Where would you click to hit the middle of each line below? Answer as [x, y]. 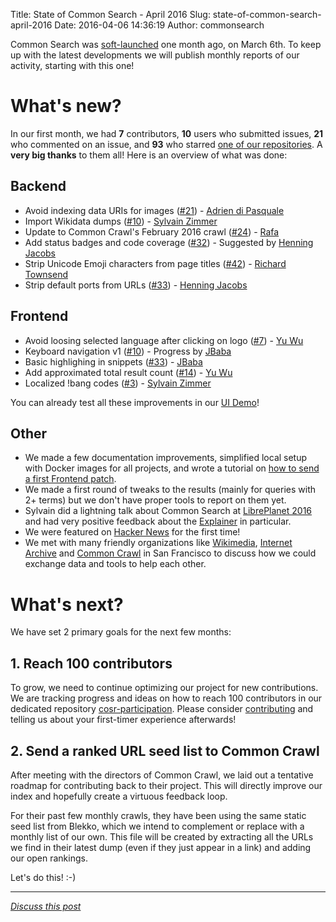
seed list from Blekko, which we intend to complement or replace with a [157, 826]
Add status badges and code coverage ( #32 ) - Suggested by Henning [169, 242]
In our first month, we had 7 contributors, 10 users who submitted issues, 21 [167, 133]
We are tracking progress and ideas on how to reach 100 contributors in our [166, 698]
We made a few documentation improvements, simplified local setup [166, 458]
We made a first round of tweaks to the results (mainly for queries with [170, 490]
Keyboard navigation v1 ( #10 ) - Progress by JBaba [128, 351]
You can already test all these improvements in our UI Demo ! [135, 402]
